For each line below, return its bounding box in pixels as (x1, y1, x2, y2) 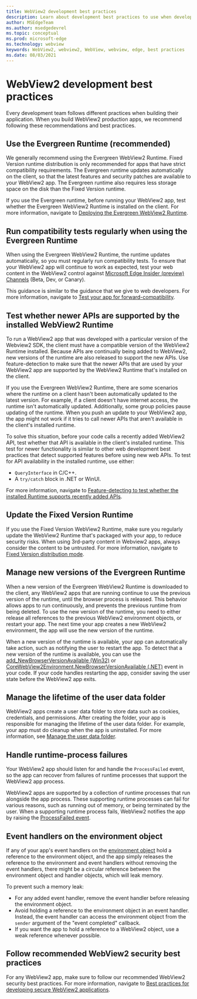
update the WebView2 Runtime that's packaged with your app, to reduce (6, 531, 182, 539)
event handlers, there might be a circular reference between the (6, 866, 161, 873)
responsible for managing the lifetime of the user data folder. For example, (6, 720, 186, 727)
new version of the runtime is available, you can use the (6, 651, 141, 658)
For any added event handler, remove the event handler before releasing (14, 895, 189, 902)
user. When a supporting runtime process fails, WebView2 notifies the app (6, 808, 186, 815)
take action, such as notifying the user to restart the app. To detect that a (6, 644, 183, 651)
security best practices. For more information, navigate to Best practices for (6, 980, 189, 987)
